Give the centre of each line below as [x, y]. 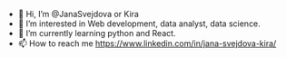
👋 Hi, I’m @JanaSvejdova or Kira [78, 14]
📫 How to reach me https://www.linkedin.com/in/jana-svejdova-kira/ [147, 43]
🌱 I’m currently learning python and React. [97, 33]
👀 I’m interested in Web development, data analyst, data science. [139, 24]
